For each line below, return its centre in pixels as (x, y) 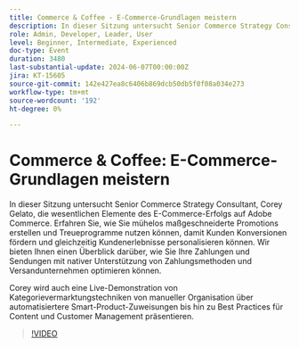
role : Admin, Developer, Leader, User (81, 34)
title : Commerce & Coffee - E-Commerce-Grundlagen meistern (123, 17)
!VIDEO (44, 334)
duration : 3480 (37, 59)
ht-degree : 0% (36, 109)
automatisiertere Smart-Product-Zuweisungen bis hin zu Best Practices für (146, 307)
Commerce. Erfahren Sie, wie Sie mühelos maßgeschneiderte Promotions (144, 223)
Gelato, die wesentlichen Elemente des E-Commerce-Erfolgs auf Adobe (141, 214)
